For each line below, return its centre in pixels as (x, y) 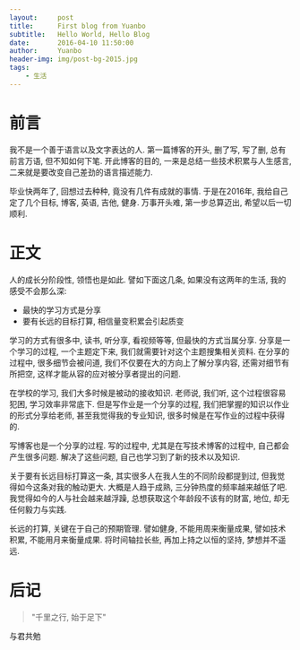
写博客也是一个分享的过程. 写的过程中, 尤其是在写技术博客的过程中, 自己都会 (149, 446)
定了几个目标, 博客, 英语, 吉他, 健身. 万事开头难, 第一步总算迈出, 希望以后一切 (150, 202)
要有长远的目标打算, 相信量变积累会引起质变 (103, 321)
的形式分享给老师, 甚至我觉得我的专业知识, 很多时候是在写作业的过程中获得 (147, 415)
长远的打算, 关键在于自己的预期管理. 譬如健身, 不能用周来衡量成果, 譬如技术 (148, 528)
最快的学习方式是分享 (61, 309)
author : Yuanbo (46, 51)
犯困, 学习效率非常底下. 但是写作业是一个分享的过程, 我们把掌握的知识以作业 (149, 403)
